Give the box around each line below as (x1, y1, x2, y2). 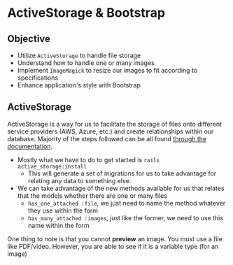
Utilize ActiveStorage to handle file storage (17, 51, 141, 59)
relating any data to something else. (27, 176, 132, 185)
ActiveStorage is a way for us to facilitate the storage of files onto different (7, 120, 223, 128)
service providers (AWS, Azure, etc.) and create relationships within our (7, 127, 214, 136)
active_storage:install (17, 163, 87, 170)
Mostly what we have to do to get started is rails (17, 155, 160, 164)
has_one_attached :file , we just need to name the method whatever (27, 199, 226, 207)
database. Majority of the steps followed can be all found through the (7, 134, 207, 143)
